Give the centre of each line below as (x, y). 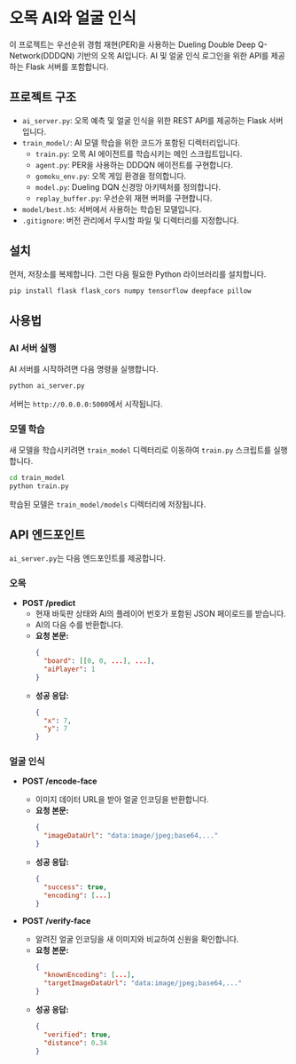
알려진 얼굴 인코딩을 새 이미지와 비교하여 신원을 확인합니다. (137, 939)
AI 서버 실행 (33, 348)
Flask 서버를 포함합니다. (67, 67)
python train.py (39, 486)
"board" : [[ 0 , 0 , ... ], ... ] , (99, 661)
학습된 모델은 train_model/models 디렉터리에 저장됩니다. (108, 504)
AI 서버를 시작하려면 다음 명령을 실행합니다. (84, 369)
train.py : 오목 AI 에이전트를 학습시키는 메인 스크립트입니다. (139, 154)
